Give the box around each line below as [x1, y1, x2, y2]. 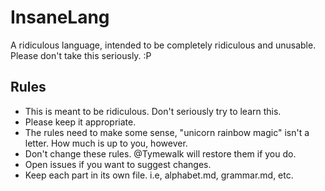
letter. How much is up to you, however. [24, 137, 188, 149]
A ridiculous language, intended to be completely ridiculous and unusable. [10, 39, 317, 51]
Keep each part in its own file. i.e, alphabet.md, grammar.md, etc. [24, 169, 294, 181]
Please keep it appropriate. [24, 116, 137, 128]
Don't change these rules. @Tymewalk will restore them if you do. [24, 147, 297, 160]
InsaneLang [10, 6, 110, 29]
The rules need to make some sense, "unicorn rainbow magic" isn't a [24, 126, 310, 138]
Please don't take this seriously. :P [10, 49, 152, 61]
